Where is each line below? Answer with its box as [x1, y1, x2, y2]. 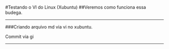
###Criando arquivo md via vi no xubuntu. [5, 24, 93, 29]
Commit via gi [5, 33, 34, 39]
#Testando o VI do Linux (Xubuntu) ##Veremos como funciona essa [5, 4, 146, 10]
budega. [5, 9, 23, 15]
